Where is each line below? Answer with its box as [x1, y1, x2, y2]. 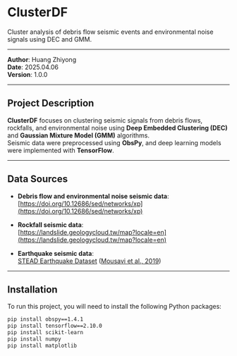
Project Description [7, 97, 95, 109]
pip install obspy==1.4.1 [7, 316, 83, 323]
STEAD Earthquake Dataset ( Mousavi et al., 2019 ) [17, 257, 162, 265]
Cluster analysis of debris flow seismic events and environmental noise [7, 27, 214, 36]
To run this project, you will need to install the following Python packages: [7, 302, 222, 311]
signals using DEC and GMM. [7, 35, 92, 43]
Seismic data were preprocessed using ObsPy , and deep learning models [7, 138, 221, 147]
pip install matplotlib [7, 342, 78, 349]
